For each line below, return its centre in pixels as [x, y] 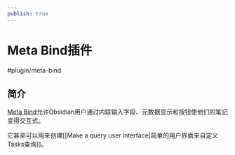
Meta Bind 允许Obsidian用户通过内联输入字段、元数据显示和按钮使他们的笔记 [117, 112]
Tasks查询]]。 [27, 145]
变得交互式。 [26, 121]
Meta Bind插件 [50, 50]
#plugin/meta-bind [34, 70]
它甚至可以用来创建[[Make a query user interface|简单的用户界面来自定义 [113, 135]
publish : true [28, 14]
